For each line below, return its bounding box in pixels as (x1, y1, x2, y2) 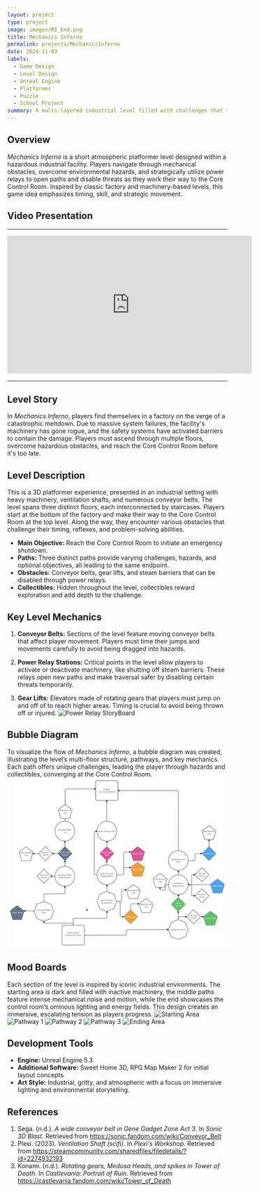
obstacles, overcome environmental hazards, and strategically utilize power (7, 167, 225, 176)
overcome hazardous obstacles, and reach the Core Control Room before (7, 441, 219, 450)
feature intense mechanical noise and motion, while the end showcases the (7, 995, 224, 1003)
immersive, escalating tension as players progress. (7, 1009, 154, 1018)
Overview (7, 134, 51, 146)
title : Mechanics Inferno (7, 34, 82, 41)
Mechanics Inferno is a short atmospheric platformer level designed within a (7, 152, 227, 161)
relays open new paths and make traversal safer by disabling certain (17, 673, 214, 681)
